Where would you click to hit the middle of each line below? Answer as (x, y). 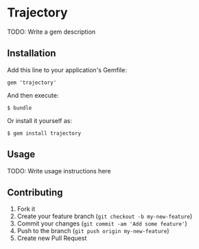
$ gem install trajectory (44, 133)
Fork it (26, 209)
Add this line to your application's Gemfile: (67, 69)
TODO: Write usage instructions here (59, 171)
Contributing (35, 192)
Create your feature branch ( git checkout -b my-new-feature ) (105, 216)
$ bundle (20, 108)
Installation (32, 53)
